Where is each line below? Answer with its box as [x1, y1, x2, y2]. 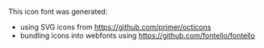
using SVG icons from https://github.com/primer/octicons [19, 22, 212, 31]
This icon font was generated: [8, 7, 108, 16]
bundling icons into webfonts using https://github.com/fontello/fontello [19, 31, 256, 40]
